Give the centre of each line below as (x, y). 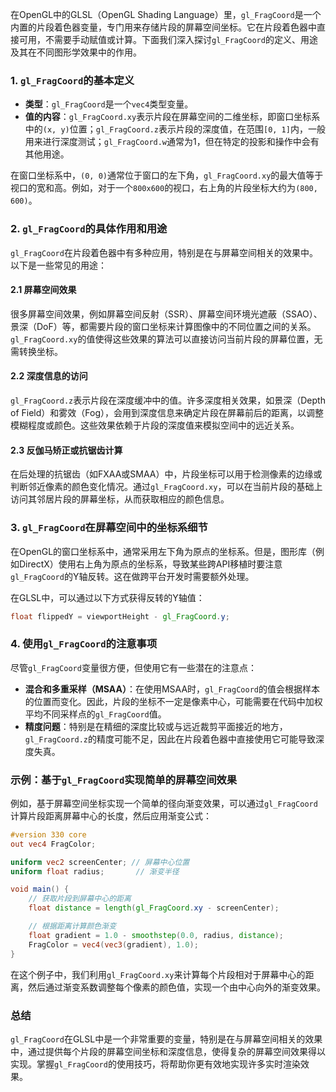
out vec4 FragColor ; (53, 844)
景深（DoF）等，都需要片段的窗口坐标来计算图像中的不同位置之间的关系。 (163, 326)
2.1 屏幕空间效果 (43, 290)
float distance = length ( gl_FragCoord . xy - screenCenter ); (154, 908)
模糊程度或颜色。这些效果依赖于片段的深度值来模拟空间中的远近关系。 (155, 425)
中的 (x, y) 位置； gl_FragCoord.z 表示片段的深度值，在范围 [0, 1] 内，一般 (175, 129)
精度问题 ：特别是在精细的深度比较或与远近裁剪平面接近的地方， (156, 726)
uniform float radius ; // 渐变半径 (95, 871)
